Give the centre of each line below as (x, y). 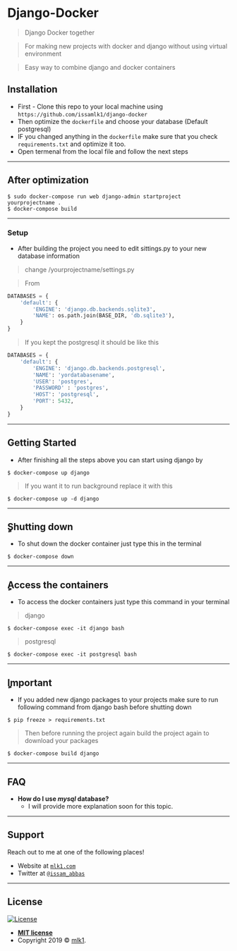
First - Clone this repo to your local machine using (90, 106)
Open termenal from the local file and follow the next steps (103, 151)
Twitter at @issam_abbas (51, 873)
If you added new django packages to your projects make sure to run (118, 700)
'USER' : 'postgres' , (63, 381)
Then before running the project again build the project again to (117, 733)
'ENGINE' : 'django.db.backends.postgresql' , (99, 368)
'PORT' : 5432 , (53, 401)
